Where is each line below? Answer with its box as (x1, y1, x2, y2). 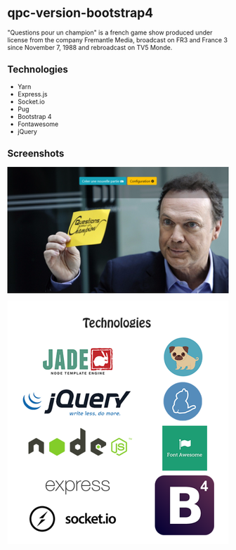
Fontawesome (17, 120, 59, 128)
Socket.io (17, 97, 46, 106)
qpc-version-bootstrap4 (7, 5, 154, 21)
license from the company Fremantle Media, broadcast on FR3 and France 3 (7, 35, 228, 44)
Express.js (17, 89, 48, 98)
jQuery (17, 127, 37, 135)
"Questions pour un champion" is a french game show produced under (7, 28, 213, 37)
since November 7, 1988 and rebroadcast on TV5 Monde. (7, 43, 173, 51)
